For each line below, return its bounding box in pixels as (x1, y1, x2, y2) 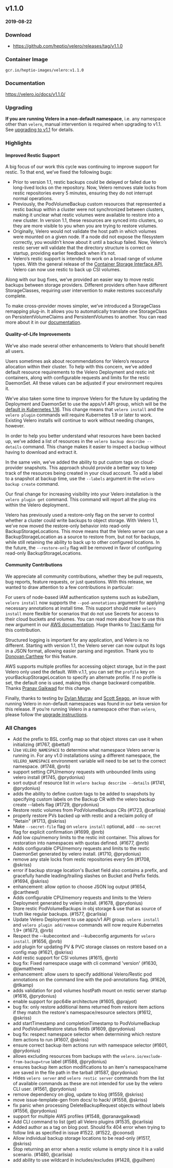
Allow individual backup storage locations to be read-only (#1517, (12, 1135, 151, 1141)
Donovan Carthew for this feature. (5, 653, 78, 659)
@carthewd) (12, 889, 40, 895)
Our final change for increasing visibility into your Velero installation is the (5, 491, 162, 497)
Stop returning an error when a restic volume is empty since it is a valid (12, 1146, 164, 1152)
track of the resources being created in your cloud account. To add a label (5, 470, 163, 476)
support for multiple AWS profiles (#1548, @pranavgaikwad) (12, 1113, 141, 1119)
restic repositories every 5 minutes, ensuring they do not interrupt (12, 190, 153, 196)
